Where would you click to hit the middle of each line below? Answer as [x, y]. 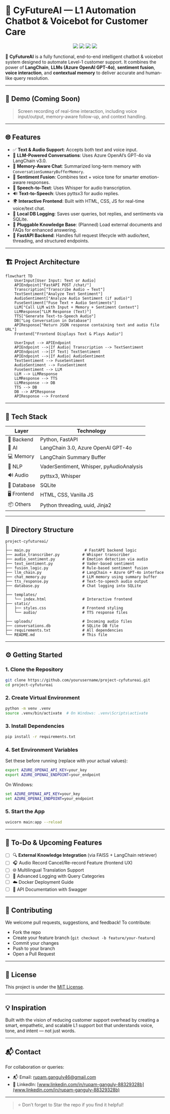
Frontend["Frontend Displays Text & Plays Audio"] [69, 334]
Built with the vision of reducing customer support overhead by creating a [82, 1020]
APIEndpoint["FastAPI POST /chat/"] [53, 285]
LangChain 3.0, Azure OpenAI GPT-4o [86, 448]
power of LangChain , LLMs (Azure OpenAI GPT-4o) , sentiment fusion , [80, 67]
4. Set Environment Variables [42, 750]
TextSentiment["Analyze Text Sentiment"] [58, 294]
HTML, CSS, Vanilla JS [67, 494]
